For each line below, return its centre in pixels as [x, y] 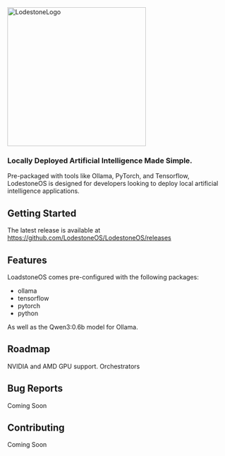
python [28, 313]
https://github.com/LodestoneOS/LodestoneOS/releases [89, 238]
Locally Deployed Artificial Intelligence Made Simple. [100, 160]
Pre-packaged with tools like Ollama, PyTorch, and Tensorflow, [98, 176]
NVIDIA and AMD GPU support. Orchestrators [74, 366]
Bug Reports [35, 388]
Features [27, 260]
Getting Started [42, 213]
